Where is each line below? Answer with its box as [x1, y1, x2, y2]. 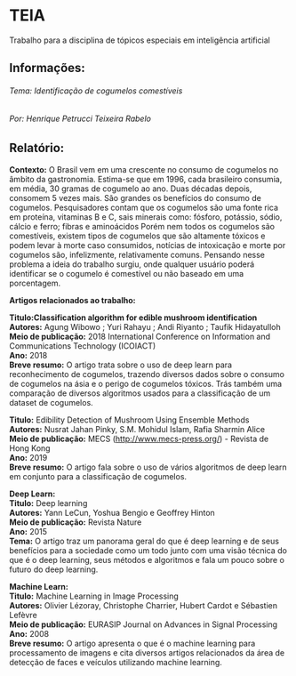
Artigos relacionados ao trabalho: [9, 294, 136, 305]
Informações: [9, 60, 86, 76]
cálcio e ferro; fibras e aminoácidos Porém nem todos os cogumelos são [9, 221, 276, 231]
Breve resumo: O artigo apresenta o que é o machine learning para [9, 638, 256, 648]
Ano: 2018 [9, 350, 48, 360]
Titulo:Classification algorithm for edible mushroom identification [9, 312, 258, 323]
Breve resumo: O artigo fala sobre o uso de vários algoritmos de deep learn [9, 462, 287, 472]
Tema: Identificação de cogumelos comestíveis [9, 85, 183, 96]
